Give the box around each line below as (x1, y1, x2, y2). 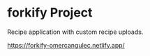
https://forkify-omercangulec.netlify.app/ (7, 41, 126, 49)
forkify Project (7, 5, 93, 21)
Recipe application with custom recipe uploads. (7, 28, 144, 36)
